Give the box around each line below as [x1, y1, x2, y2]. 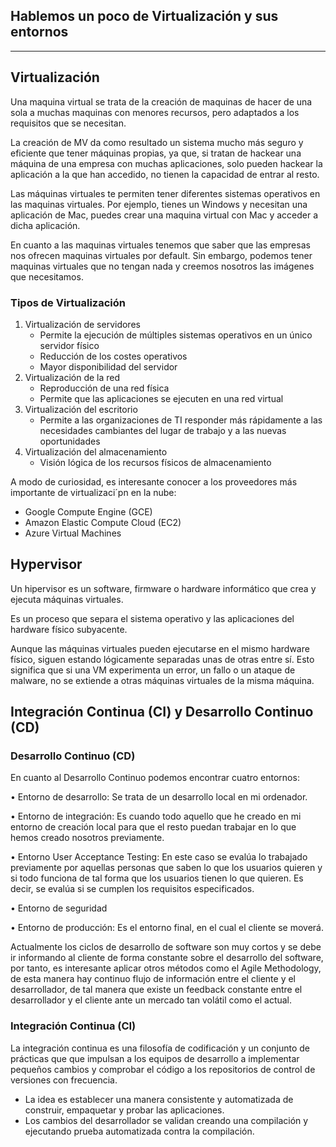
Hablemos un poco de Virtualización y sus [10, 8, 279, 25]
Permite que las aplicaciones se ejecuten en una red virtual [39, 392, 284, 404]
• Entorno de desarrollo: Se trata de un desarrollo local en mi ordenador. [10, 791, 308, 803]
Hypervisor [10, 556, 83, 573]
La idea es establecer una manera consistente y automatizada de [24, 1093, 294, 1105]
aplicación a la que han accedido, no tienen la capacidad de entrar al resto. [10, 168, 320, 180]
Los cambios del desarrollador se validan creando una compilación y [24, 1114, 309, 1126]
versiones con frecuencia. [10, 1074, 118, 1086]
